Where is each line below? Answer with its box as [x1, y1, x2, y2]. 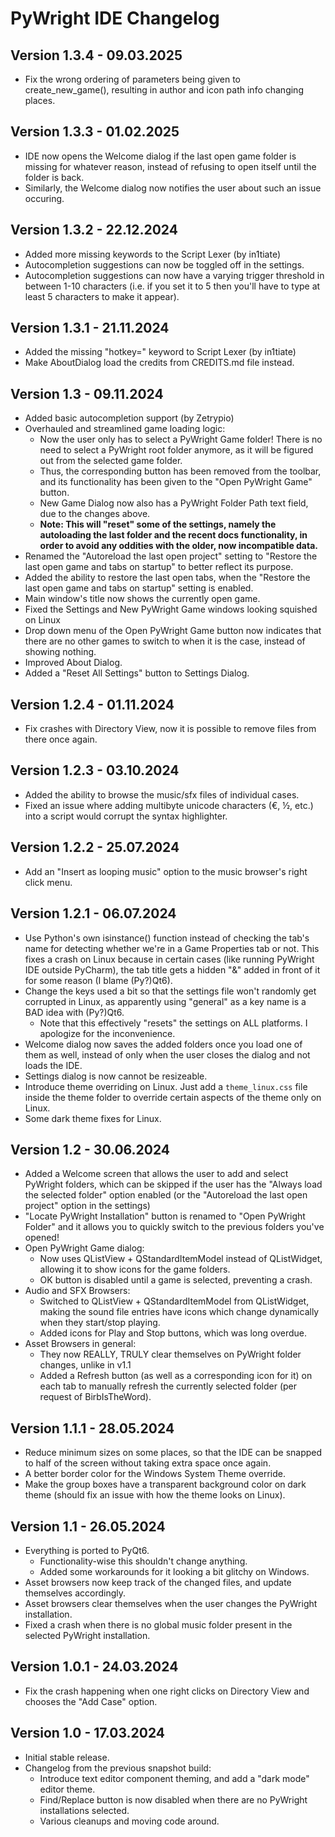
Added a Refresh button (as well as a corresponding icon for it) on [39, 1370, 313, 1382]
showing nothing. [24, 646, 97, 658]
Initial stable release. [24, 1751, 110, 1763]
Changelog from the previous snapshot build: [24, 1762, 212, 1774]
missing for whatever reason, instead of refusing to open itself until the [24, 160, 317, 172]
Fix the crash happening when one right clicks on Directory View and [24, 1685, 310, 1697]
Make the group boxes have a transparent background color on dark [24, 1478, 307, 1491]
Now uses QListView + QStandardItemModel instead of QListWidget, [39, 1253, 323, 1265]
